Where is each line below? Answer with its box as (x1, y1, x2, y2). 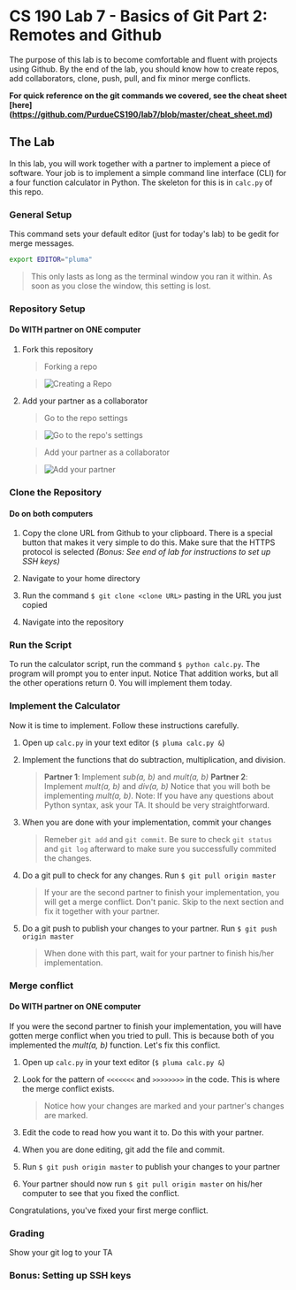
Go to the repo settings (43, 413, 128, 424)
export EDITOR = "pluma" (9, 255, 93, 265)
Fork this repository (21, 344, 94, 355)
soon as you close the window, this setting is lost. (30, 280, 212, 291)
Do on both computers (9, 508, 94, 518)
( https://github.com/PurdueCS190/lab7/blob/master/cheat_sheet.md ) (9, 109, 273, 119)
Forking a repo (43, 361, 98, 372)
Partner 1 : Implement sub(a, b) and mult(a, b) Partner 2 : (43, 772, 248, 782)
